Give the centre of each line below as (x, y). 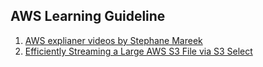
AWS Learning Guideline (88, 16)
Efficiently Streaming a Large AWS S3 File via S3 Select (138, 51)
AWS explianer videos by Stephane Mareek (113, 40)
